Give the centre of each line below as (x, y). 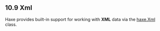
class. (11, 24)
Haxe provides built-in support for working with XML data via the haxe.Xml (80, 19)
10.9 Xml (19, 8)
